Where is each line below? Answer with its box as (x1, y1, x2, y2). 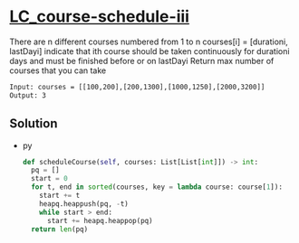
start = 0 (31, 174, 68, 183)
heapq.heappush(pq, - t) (39, 199, 129, 209)
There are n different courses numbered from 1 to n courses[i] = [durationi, (9, 36, 288, 47)
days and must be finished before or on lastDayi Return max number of (9, 55, 275, 66)
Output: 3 (9, 90, 47, 100)
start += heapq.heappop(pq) (46, 216, 153, 225)
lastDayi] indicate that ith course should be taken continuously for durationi (9, 45, 290, 56)
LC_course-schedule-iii (9, 6, 190, 27)
